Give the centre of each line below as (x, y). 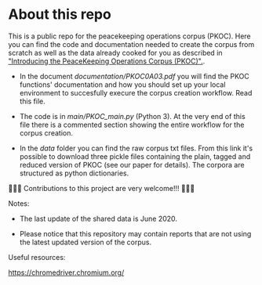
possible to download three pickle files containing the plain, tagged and (135, 156)
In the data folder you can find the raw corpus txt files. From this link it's (136, 148)
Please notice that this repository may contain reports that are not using (135, 233)
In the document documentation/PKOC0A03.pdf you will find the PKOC (134, 76)
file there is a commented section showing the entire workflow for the (132, 124)
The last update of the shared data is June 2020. (98, 218)
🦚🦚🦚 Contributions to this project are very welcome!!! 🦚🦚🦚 (102, 188)
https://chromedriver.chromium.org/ (66, 272)
